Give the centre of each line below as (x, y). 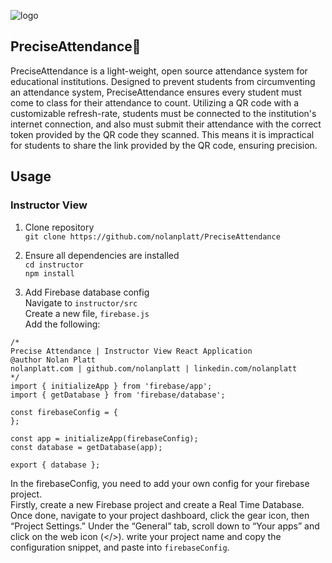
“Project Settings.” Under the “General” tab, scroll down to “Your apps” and (165, 526)
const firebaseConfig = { (64, 412)
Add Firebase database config (87, 292)
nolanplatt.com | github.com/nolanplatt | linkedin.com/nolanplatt (154, 368)
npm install (49, 273)
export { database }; (55, 465)
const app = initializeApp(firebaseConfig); (104, 438)
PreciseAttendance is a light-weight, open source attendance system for (159, 71)
